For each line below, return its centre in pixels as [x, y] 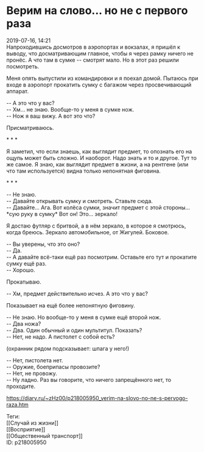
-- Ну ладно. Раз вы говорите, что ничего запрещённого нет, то [89, 379]
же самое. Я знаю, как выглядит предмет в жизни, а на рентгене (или [97, 164]
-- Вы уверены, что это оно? [43, 244]
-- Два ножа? [24, 323]
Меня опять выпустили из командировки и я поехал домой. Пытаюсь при [102, 78]
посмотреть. [23, 66]
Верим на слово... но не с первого [97, 11]
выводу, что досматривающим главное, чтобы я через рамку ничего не [100, 53]
